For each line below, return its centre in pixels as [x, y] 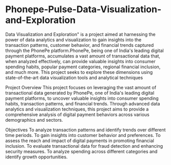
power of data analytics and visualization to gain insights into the [74, 40]
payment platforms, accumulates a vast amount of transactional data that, [83, 56]
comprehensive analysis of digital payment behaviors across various [77, 114]
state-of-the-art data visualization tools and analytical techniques [74, 77]
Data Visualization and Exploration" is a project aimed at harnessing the [80, 34]
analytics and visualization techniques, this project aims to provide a [77, 109]
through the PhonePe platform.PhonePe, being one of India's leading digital [85, 50]
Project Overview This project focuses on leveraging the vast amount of [81, 87]
